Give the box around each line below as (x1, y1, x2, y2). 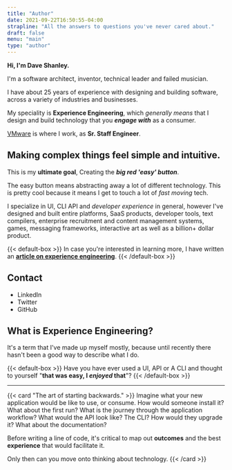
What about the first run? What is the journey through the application (7, 406, 203, 415)
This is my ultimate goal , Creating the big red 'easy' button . (7, 167, 180, 176)
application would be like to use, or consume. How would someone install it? (7, 399, 224, 407)
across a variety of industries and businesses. (7, 95, 138, 104)
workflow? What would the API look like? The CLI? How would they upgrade (7, 413, 223, 422)
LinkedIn (17, 290, 42, 299)
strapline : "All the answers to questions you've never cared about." (7, 23, 215, 30)
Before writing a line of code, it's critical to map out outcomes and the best (7, 434, 221, 442)
